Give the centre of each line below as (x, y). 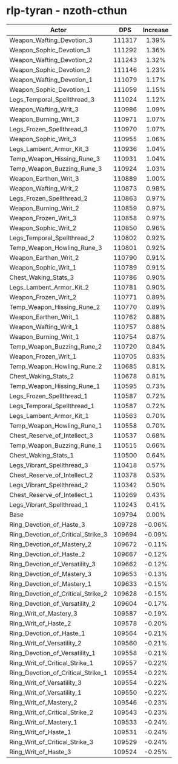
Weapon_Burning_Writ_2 (44, 208)
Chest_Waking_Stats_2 (42, 376)
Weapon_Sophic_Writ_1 (43, 267)
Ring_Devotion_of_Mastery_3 (51, 574)
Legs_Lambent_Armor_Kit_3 (49, 148)
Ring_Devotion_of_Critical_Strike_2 (58, 594)
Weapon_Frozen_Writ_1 (43, 356)
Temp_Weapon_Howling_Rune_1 (56, 425)
